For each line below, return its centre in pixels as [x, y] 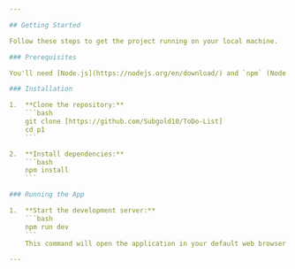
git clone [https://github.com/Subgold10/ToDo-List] [124, 121]
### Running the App [47, 195]
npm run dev [47, 227]
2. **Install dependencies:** [67, 154]
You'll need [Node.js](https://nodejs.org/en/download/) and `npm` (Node [148, 73]
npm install [47, 170]
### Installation [41, 89]
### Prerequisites [43, 57]
